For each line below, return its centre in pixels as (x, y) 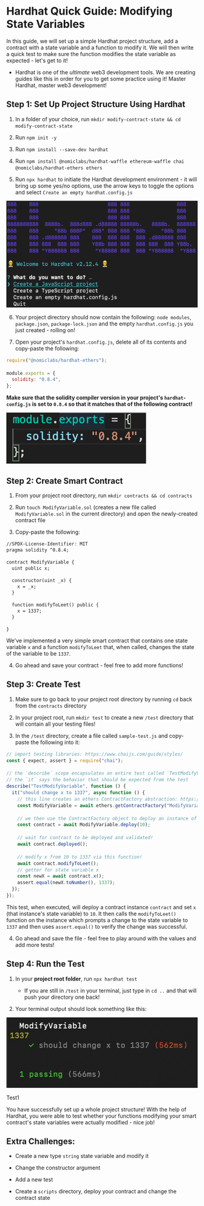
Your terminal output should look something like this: (81, 1009)
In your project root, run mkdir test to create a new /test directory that (104, 717)
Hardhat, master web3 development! (61, 85)
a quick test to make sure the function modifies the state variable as (91, 54)
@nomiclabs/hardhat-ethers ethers (59, 168)
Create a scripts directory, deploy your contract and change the (96, 1191)
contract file (30, 520)
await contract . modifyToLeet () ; (58, 864)
